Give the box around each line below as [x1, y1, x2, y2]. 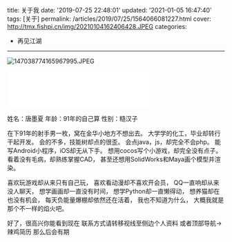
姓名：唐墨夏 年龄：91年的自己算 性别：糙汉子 [7, 115, 138, 122]
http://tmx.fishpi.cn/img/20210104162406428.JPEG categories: [7, 23, 188, 30]
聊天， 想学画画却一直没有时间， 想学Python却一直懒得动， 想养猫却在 [19, 187, 220, 195]
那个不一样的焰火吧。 [7, 205, 68, 212]
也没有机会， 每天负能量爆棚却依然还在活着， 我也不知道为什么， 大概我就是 [7, 196, 224, 204]
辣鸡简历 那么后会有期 [7, 227, 70, 236]
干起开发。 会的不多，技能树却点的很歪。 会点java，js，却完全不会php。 [7, 138, 213, 146]
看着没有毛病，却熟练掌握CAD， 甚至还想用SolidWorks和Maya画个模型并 [7, 155, 215, 163]
